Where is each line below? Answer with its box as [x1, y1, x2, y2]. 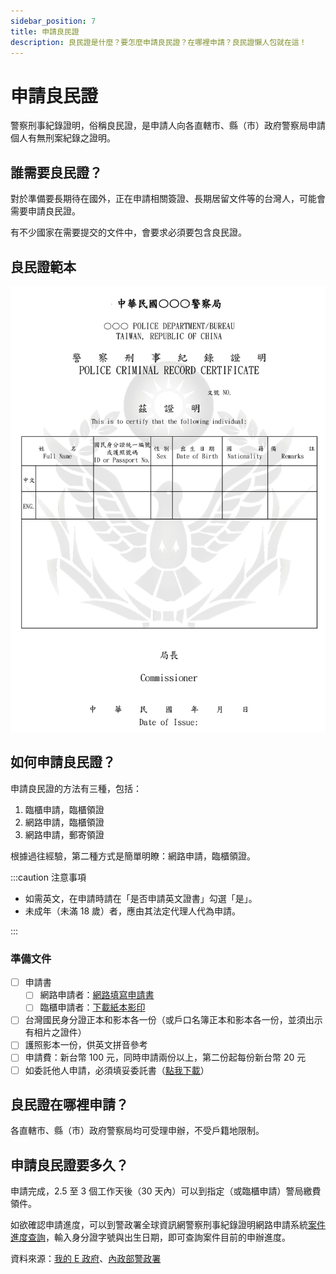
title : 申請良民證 [10, 26, 80, 37]
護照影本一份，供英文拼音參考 [24, 1039, 148, 1051]
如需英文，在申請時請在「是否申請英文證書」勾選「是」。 [24, 892, 258, 904]
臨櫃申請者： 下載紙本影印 [39, 1001, 146, 1014]
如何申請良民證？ [10, 754, 116, 771]
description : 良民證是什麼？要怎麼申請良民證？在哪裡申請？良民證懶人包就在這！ [10, 37, 307, 47]
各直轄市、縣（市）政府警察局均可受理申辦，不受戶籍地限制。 [10, 1125, 265, 1137]
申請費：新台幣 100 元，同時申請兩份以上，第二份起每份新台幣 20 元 [24, 1051, 307, 1064]
